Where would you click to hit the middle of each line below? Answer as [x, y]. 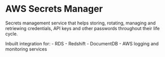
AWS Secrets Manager [54, 9]
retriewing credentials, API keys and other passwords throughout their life [82, 28]
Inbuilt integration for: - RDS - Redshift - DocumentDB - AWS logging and [82, 43]
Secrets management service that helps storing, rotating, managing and [81, 23]
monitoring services [26, 49]
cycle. [11, 34]
